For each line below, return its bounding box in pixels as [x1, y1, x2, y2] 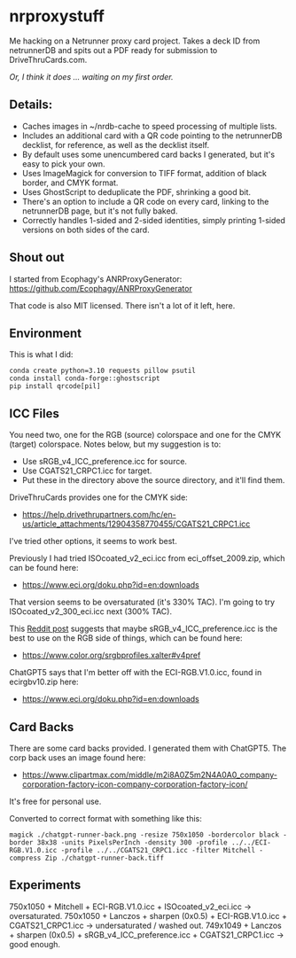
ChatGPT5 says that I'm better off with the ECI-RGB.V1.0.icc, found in [9, 667, 262, 678]
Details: [9, 97, 53, 113]
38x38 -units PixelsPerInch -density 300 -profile [36, 838, 228, 847]
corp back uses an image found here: [9, 752, 146, 763]
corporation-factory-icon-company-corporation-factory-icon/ [21, 779, 248, 790]
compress [9, 853, 42, 862]
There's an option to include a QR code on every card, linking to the [21, 196, 269, 206]
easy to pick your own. [21, 158, 105, 169]
